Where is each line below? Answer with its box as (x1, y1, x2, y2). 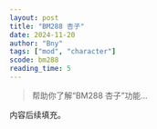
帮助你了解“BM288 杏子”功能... (31, 90, 148, 101)
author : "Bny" (9, 38, 64, 48)
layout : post (9, 13, 59, 23)
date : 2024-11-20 (9, 30, 76, 39)
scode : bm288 (9, 55, 59, 64)
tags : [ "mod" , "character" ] (9, 47, 117, 56)
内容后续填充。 (9, 109, 66, 120)
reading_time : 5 (9, 64, 71, 74)
